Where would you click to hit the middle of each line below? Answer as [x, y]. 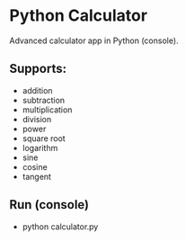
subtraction [44, 100]
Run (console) [49, 205]
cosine [35, 166]
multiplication [47, 110]
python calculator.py [60, 227]
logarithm [40, 147]
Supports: [38, 69]
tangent [37, 176]
